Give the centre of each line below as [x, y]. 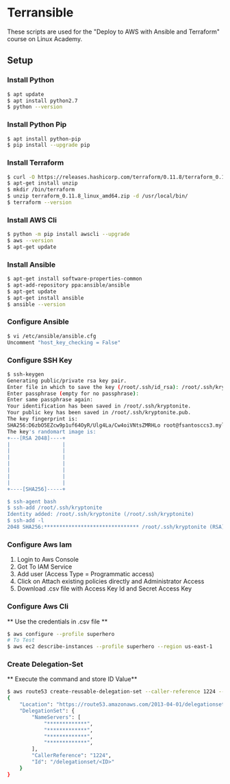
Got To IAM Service [44, 567]
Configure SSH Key [40, 360]
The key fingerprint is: [42, 419]
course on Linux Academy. [45, 38]
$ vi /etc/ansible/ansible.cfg [52, 336]
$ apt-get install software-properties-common [75, 279]
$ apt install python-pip [44, 139]
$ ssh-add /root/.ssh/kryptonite [55, 508]
